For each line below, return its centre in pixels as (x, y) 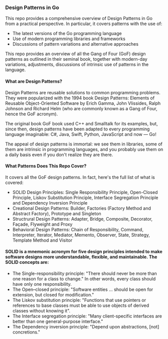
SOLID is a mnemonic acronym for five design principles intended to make (84, 252)
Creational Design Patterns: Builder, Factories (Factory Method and (82, 208)
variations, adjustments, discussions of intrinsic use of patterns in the (77, 65)
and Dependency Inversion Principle (50, 203)
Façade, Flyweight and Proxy (42, 224)
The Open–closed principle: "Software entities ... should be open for (83, 289)
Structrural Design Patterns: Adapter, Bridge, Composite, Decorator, (82, 219)
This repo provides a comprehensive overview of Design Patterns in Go (79, 19)
